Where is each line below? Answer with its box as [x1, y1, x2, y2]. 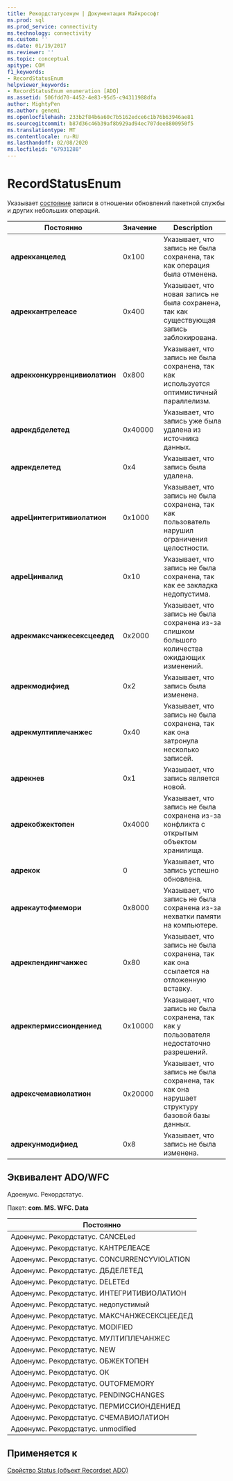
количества [163, 644, 203, 654]
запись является [163, 773, 220, 783]
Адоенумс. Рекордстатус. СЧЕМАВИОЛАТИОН [10, 1412, 170, 1422]
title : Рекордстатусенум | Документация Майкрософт [7, 10, 159, 17]
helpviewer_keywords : [7, 81, 70, 88]
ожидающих [163, 652, 206, 662]
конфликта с [163, 819, 206, 829]
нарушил [163, 526, 194, 535]
